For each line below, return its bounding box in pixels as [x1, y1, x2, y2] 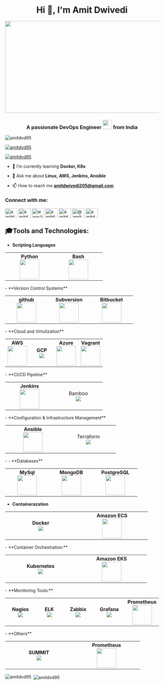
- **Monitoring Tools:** [5, 587, 54, 593]
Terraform [77, 433, 100, 440]
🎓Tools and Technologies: [5, 226, 89, 235]
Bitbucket [100, 296, 123, 303]
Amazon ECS [96, 512, 128, 519]
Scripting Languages [12, 242, 56, 248]
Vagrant [81, 340, 100, 346]
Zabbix [70, 606, 87, 613]
